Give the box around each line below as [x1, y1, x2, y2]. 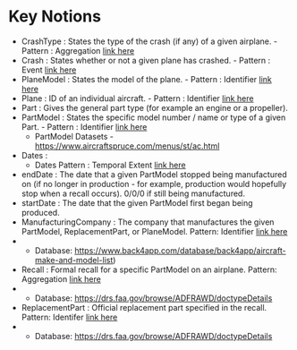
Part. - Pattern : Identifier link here [21, 121, 148, 132]
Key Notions [8, 6, 102, 27]
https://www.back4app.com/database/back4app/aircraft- [74, 244, 287, 256]
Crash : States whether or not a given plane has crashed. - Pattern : [21, 55, 271, 65]
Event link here [21, 64, 77, 75]
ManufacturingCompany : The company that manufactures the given [21, 217, 275, 227]
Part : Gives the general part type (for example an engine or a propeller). [21, 102, 288, 113]
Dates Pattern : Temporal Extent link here [34, 159, 186, 170]
